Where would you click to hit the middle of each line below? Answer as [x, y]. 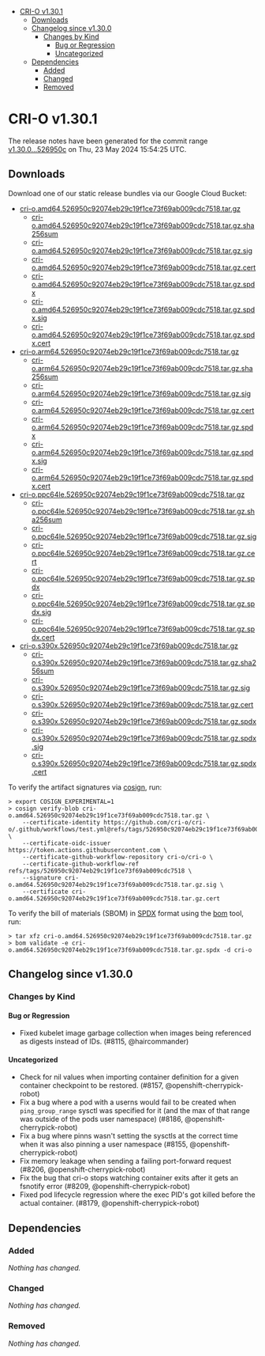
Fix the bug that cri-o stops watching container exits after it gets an [129, 1178]
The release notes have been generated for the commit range [108, 141]
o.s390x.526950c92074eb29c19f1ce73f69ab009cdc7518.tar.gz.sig [141, 687]
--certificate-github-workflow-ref [81, 864]
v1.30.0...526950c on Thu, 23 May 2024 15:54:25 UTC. [97, 149]
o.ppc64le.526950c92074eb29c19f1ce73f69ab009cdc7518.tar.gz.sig [144, 536]
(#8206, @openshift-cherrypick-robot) [82, 1169]
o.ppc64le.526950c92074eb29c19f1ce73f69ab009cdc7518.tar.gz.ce [143, 553]
